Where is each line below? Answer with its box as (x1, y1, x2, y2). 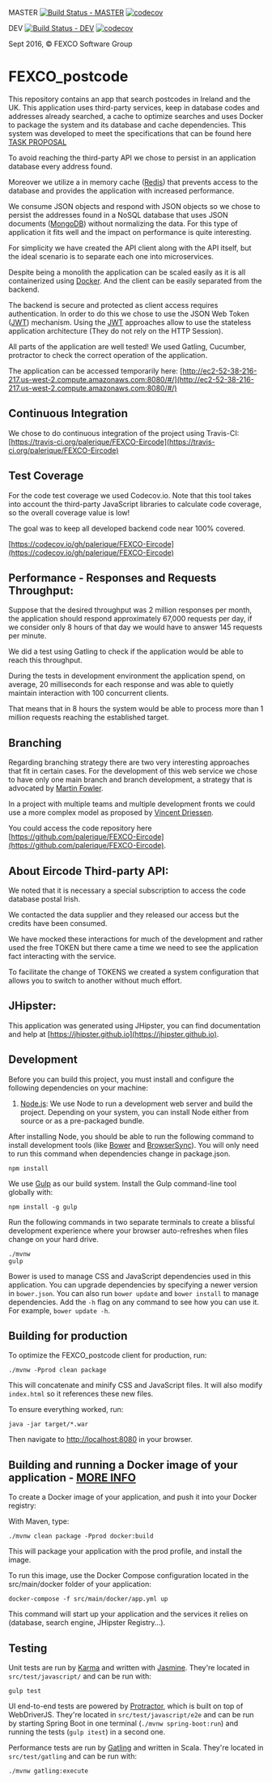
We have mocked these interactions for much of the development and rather (8, 934, 263, 944)
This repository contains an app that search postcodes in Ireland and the (8, 94, 251, 104)
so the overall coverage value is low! (8, 507, 130, 518)
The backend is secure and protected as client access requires (8, 300, 219, 309)
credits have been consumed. (8, 919, 108, 928)
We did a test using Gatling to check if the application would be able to (8, 646, 244, 656)
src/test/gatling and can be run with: (8, 1751, 138, 1761)
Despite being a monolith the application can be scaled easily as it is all (8, 267, 246, 277)
